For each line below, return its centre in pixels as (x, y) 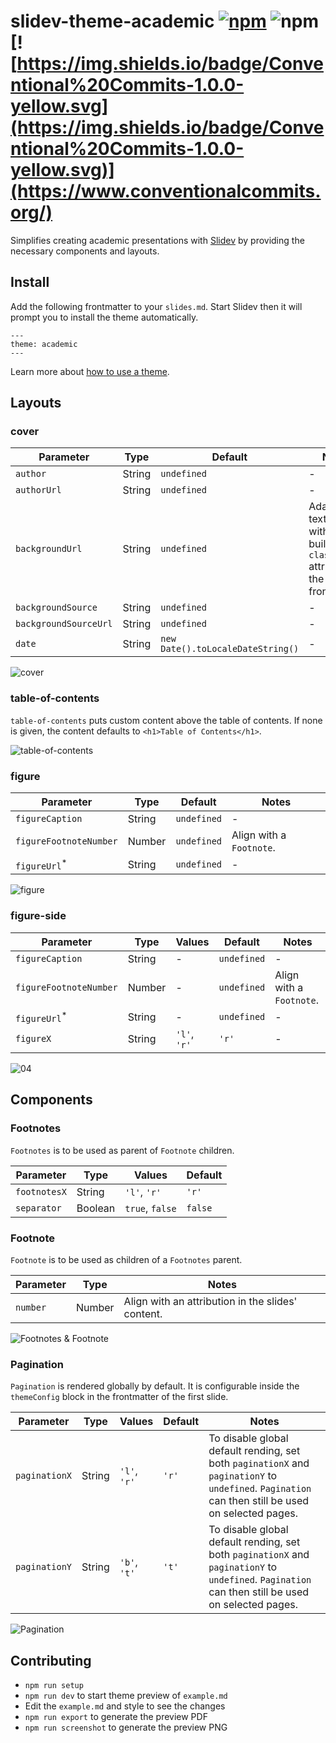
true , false (150, 1208)
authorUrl (38, 490)
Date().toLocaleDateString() (230, 649)
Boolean (96, 1208)
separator (38, 1208)
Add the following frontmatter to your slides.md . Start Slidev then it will (156, 306)
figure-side (38, 916)
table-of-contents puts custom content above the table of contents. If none (166, 720)
